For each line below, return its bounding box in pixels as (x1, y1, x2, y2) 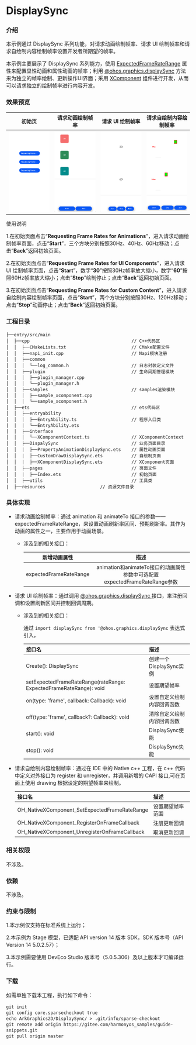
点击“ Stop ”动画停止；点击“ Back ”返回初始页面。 (6, 301, 121, 308)
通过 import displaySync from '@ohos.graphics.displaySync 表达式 (23, 625, 185, 632)
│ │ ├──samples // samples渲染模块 (6, 387, 175, 392)
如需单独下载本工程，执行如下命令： (6, 991, 93, 998)
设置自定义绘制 (148, 694, 185, 701)
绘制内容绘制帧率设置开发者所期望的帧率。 (16, 48, 118, 55)
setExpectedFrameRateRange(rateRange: (26, 678, 125, 685)
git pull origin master (6, 1033, 64, 1039)
